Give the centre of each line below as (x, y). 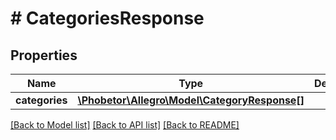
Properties (44, 55)
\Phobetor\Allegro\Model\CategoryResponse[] (191, 100)
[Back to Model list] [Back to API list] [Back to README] (125, 125)
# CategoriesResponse (107, 18)
